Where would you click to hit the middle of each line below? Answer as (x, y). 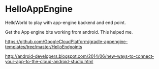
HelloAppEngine (39, 9)
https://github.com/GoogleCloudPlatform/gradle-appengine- (66, 41)
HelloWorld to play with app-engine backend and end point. (65, 23)
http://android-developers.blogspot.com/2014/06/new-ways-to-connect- (79, 56)
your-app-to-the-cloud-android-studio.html (49, 61)
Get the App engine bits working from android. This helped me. (69, 32)
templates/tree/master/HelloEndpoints (44, 46)
